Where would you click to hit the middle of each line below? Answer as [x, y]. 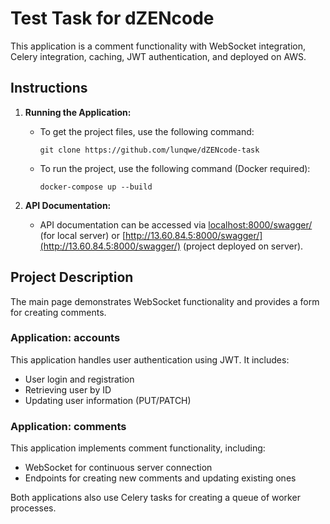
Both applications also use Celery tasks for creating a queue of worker [155, 498]
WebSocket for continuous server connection [118, 468]
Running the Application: [78, 112]
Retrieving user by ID [68, 389]
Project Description [72, 277]
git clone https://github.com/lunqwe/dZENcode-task [149, 150]
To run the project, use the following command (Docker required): [175, 168]
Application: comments [68, 426]
